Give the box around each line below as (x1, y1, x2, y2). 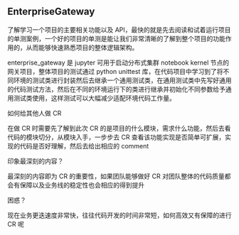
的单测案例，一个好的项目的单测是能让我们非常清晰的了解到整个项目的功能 (7, 34, 225, 43)
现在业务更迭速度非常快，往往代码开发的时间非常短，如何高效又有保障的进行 (7, 211, 232, 219)
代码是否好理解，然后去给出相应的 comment (19, 141, 149, 150)
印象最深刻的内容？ (7, 156, 64, 165)
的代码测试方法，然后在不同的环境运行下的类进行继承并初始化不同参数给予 (7, 84, 225, 93)
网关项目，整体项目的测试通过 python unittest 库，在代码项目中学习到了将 (7, 67, 223, 75)
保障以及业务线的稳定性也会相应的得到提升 (19, 180, 144, 189)
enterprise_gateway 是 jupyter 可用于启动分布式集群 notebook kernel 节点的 (7, 58, 230, 67)
